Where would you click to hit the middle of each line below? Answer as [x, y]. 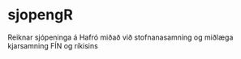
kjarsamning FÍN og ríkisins [53, 45]
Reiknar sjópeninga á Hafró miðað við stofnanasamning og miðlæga [120, 37]
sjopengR [41, 15]
